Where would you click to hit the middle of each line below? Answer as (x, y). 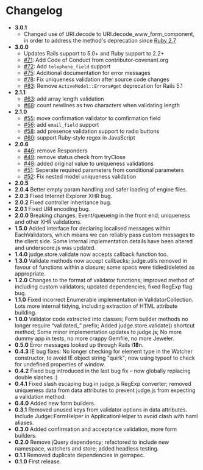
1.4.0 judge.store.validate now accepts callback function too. (91, 254)
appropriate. (30, 273)
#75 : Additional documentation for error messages (87, 73)
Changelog (34, 11)
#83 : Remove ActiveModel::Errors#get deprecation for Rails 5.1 (103, 85)
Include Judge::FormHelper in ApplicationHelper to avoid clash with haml (106, 416)
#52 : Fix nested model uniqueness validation (80, 176)
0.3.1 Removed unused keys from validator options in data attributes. (101, 410)
